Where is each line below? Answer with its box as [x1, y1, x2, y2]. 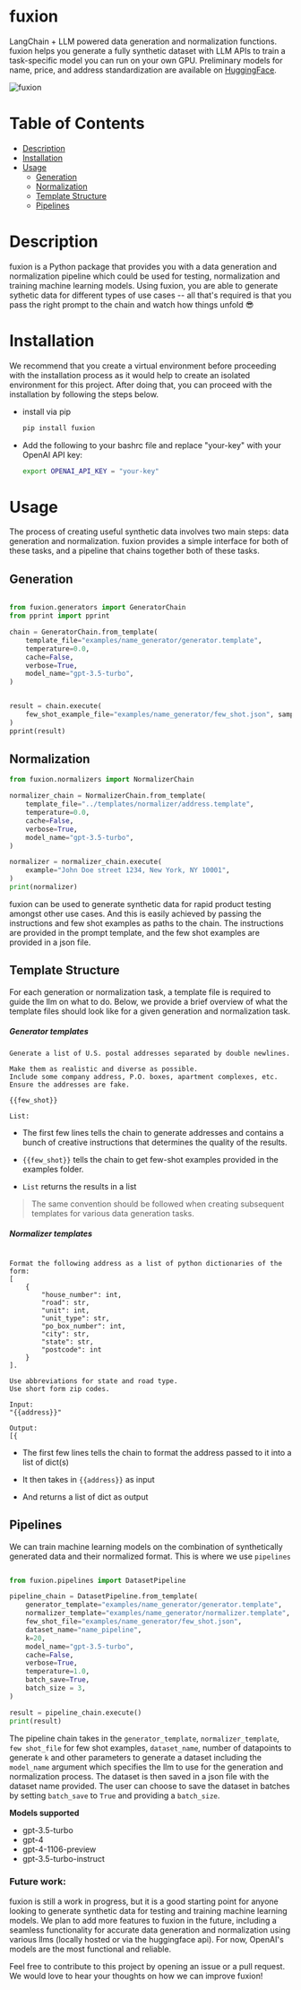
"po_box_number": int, [41, 1321, 126, 1330]
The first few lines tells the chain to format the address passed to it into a [21, 1447, 292, 1458]
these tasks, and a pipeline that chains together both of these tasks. [9, 545, 260, 557]
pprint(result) [9, 726, 66, 736]
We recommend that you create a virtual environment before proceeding [9, 360, 277, 371]
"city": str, [41, 1329, 90, 1338]
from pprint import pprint [9, 611, 110, 620]
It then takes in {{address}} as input [21, 1474, 155, 1484]
